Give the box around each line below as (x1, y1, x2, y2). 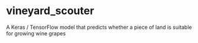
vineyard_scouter (6, 4, 95, 18)
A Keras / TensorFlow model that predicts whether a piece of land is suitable (6, 24, 192, 31)
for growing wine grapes (6, 29, 66, 37)
